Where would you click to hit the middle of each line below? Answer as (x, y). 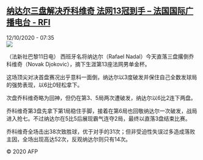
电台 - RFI (32, 22)
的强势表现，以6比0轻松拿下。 (45, 85)
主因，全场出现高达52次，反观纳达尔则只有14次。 (69, 139)
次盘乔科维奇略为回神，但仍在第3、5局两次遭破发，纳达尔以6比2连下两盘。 (102, 97)
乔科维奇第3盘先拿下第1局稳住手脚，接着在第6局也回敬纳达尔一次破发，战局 (102, 111)
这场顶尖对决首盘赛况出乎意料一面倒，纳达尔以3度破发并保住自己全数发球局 (102, 77)
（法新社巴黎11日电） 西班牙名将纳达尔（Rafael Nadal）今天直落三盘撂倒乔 (100, 56)
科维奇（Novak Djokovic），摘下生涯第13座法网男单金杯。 (78, 64)
